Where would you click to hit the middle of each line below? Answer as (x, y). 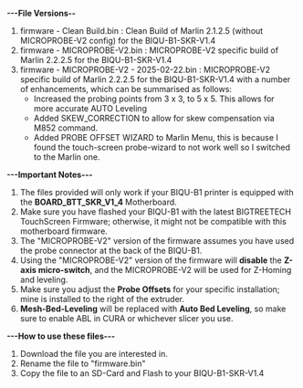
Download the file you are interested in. (94, 354)
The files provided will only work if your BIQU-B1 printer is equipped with (157, 192)
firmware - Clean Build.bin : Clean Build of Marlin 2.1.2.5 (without (141, 31)
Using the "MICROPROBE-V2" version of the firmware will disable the (151, 260)
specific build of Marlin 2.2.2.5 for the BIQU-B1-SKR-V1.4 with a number (155, 79)
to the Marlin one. (67, 157)
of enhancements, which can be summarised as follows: (126, 89)
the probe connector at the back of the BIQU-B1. (111, 251)
